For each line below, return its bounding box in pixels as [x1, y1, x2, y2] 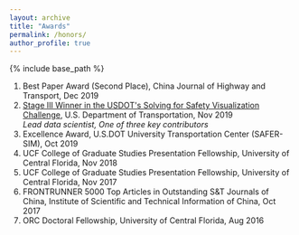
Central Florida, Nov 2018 [22, 157, 117, 168]
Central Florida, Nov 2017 [22, 177, 117, 188]
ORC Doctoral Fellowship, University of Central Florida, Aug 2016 [22, 215, 265, 226]
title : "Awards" [9, 22, 70, 31]
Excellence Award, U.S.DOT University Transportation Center [22, 128, 250, 140]
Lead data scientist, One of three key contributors [22, 119, 210, 130]
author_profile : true [9, 38, 91, 48]
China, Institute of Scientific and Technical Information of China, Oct [22, 196, 276, 207]
